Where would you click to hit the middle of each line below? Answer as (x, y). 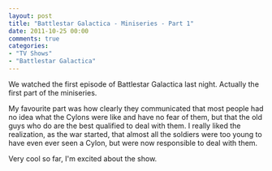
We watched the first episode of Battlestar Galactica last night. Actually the (134, 84)
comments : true (34, 38)
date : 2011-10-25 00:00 (49, 31)
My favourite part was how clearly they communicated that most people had (136, 108)
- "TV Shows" (30, 53)
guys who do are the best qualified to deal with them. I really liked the (125, 126)
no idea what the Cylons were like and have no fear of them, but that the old (135, 117)
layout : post (30, 16)
